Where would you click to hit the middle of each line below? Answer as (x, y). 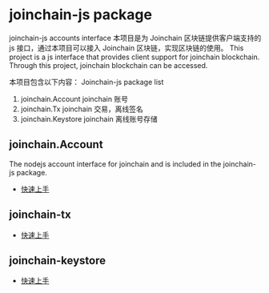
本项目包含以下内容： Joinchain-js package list (86, 82)
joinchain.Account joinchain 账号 (74, 98)
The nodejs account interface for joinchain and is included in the (115, 164)
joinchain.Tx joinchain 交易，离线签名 (82, 109)
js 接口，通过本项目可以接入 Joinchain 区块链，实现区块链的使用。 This (126, 48)
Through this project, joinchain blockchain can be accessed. (108, 65)
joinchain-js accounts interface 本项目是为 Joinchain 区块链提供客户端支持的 (135, 38)
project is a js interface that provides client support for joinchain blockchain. (134, 57)
